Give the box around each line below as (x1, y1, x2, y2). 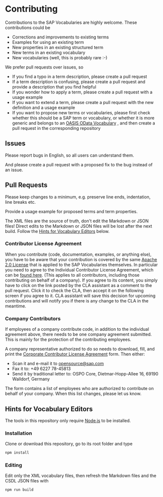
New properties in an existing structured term (12, 44, 104, 50)
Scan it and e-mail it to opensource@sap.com (12, 361, 104, 367)
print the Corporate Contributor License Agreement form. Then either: (5, 351, 145, 357)
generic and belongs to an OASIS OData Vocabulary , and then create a (12, 120, 155, 126)
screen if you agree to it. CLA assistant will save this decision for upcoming (5, 293, 156, 299)
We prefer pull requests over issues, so (5, 64, 84, 70)
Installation (5, 429, 33, 436)
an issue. (5, 167, 23, 173)
